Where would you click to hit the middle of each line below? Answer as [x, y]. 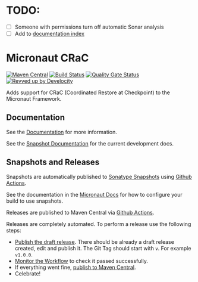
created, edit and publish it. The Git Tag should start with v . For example [103, 248]
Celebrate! [28, 273]
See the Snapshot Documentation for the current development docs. [90, 143]
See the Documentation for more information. [62, 132]
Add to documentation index [50, 34]
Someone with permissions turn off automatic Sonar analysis [89, 27]
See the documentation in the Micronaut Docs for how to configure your [94, 194]
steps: [14, 230]
